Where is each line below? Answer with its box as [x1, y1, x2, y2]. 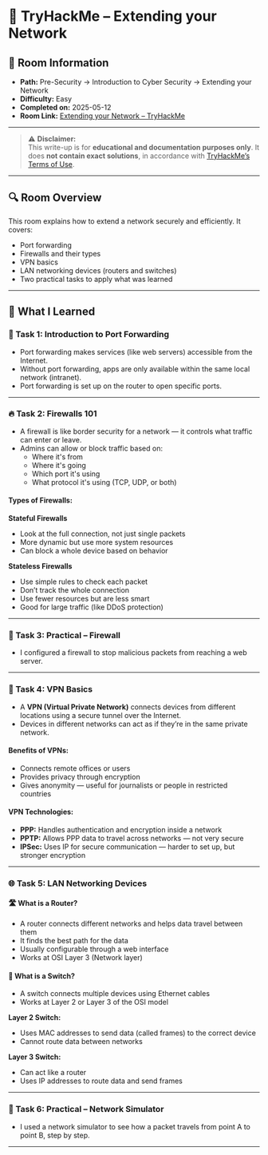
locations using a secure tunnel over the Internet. [19, 710, 182, 720]
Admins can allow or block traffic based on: [19, 443, 164, 453]
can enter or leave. [19, 435, 82, 444]
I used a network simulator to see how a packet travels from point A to [19, 1121, 251, 1131]
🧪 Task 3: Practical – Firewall [8, 629, 121, 641]
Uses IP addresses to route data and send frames [19, 1076, 183, 1086]
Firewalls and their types [19, 248, 101, 258]
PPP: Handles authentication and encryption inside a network [19, 825, 223, 834]
